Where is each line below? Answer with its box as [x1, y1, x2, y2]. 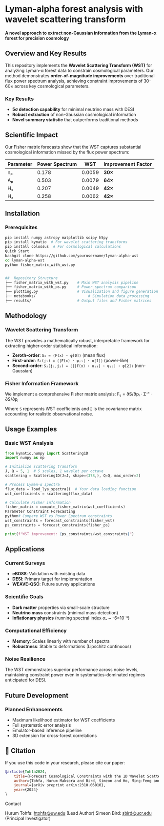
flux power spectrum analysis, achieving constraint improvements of [5, 78, 143, 84]
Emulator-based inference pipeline [12, 727, 82, 733]
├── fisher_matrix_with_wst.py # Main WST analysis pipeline [5, 280, 139, 285]
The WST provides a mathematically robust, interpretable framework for [5, 337, 150, 343]
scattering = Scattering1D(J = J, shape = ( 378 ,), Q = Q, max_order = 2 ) [5, 473, 141, 478]
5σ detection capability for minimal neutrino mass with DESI [12, 107, 134, 112]
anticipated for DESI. [5, 677, 46, 683]
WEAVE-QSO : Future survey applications [12, 581, 95, 587]
